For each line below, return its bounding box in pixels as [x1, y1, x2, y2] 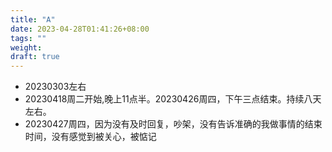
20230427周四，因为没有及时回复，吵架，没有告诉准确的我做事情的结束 [24, 118, 323, 130]
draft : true [10, 52, 60, 62]
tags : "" [10, 33, 47, 43]
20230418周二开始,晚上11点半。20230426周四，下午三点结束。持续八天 [24, 93, 322, 105]
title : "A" [10, 14, 56, 25]
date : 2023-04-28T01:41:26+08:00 [10, 24, 150, 34]
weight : [10, 42, 43, 53]
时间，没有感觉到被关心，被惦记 [24, 131, 157, 143]
